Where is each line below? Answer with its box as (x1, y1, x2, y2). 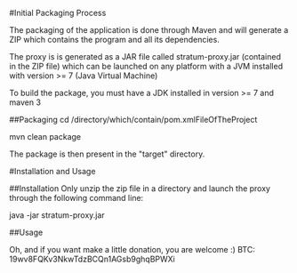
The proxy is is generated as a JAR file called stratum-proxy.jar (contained (9, 52, 282, 61)
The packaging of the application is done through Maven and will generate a (9, 25, 289, 35)
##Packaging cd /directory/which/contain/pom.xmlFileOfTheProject (9, 115, 258, 124)
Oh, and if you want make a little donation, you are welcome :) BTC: (9, 245, 255, 254)
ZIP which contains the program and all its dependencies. (9, 35, 220, 44)
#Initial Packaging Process (9, 8, 107, 18)
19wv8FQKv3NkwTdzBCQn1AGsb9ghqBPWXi (9, 253, 175, 264)
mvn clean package (9, 132, 82, 141)
